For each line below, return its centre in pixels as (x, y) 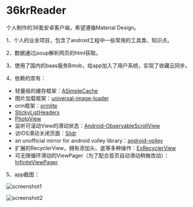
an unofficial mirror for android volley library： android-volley (89, 140)
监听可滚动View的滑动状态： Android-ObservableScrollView (87, 126)
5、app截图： (23, 174)
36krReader (36, 10)
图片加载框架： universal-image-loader (62, 98)
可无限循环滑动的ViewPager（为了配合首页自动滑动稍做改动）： (92, 155)
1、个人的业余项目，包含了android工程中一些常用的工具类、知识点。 (89, 40)
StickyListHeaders (37, 112)
